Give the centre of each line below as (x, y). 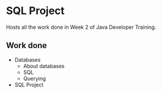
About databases (44, 66)
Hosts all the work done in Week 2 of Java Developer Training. (81, 27)
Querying (35, 78)
